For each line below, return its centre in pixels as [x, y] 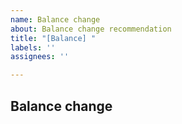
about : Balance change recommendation [91, 29]
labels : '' [33, 47]
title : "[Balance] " [53, 38]
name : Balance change [55, 19]
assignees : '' [40, 57]
